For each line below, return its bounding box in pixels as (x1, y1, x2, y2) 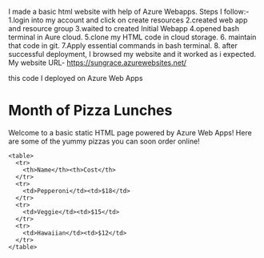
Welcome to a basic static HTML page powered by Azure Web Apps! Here (8, 127, 252, 137)
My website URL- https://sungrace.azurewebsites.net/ (8, 58, 186, 67)
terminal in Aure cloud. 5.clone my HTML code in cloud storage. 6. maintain (8, 32, 257, 42)
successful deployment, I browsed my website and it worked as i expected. (8, 50, 257, 58)
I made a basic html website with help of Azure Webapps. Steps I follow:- (8, 7, 250, 16)
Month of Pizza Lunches (8, 102, 173, 119)
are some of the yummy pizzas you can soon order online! (8, 136, 200, 146)
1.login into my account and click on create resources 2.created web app (8, 15, 248, 25)
